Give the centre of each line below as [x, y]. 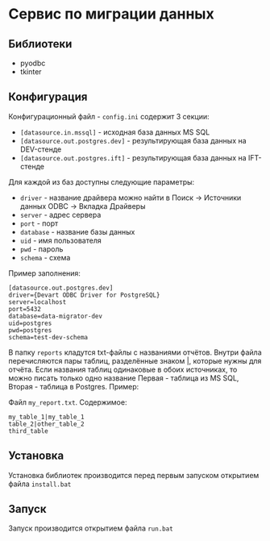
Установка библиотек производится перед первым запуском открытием [134, 475]
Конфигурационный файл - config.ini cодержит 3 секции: [109, 116]
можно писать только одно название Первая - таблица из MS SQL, [124, 378]
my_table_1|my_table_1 [46, 417]
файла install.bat [40, 484]
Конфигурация [48, 97]
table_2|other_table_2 [46, 424]
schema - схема [45, 257]
